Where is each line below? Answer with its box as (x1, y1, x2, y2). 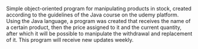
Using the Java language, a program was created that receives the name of (6, 18, 191, 24)
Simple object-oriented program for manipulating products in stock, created (6, 5, 192, 12)
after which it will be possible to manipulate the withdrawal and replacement (6, 30, 193, 37)
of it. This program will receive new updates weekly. (6, 37, 134, 43)
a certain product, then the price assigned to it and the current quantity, (6, 24, 182, 31)
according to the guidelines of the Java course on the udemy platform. (6, 11, 179, 18)
